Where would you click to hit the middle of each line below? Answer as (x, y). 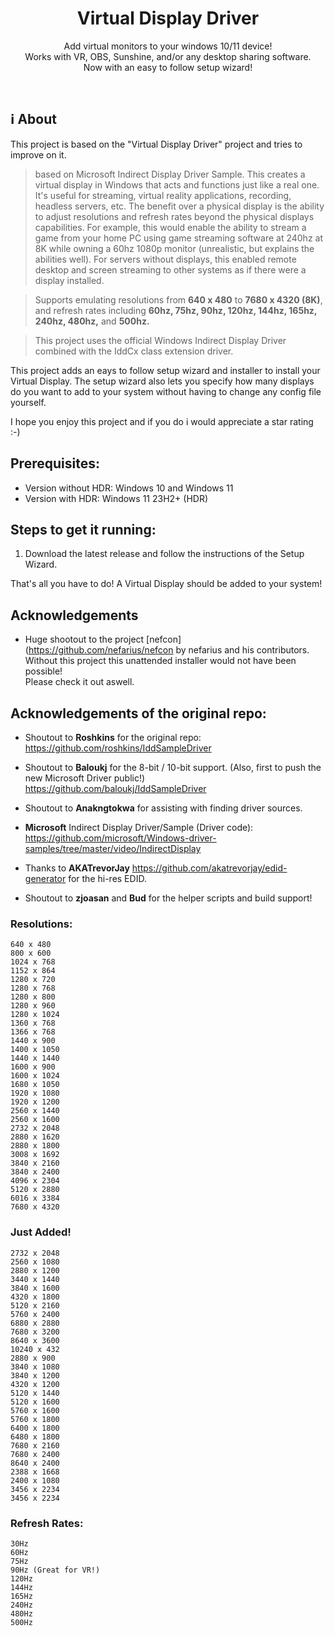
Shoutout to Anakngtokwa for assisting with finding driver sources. (163, 808)
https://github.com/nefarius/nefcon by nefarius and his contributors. (169, 650)
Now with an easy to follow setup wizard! (168, 67)
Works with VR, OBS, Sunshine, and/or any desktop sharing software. (168, 56)
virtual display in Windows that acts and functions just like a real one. (177, 184)
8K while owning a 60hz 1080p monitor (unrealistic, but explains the (174, 248)
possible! (43, 671)
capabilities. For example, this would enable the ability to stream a (170, 227)
